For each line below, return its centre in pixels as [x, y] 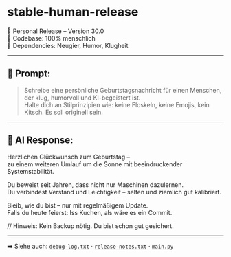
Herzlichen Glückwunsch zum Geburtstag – [69, 157]
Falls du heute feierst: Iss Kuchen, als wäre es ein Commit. [90, 212]
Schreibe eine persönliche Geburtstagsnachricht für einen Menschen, [123, 90]
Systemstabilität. [31, 171]
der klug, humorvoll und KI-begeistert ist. [82, 98]
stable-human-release [73, 12]
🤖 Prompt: [29, 74]
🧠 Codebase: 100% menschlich [52, 38]
